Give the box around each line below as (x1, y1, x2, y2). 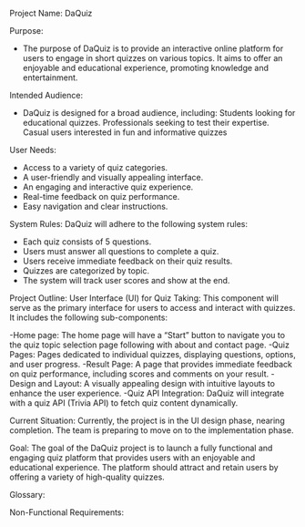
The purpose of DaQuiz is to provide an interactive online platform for (22, 43, 284, 54)
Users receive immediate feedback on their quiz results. (22, 255, 233, 266)
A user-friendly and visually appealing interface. (22, 172, 204, 182)
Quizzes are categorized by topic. (22, 265, 150, 276)
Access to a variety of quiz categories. (22, 162, 168, 172)
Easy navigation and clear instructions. (22, 201, 168, 212)
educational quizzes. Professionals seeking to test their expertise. (22, 118, 270, 128)
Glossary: (9, 490, 46, 500)
